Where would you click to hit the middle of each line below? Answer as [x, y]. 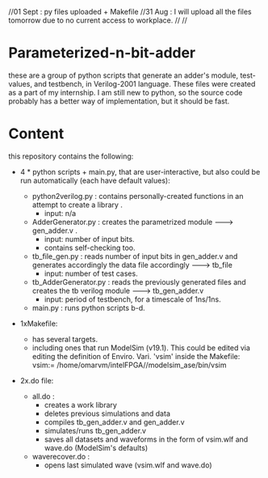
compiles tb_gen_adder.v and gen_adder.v [114, 422]
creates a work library [80, 404]
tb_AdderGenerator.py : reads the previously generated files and [139, 281]
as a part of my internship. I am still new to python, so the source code [126, 92]
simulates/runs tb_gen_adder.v [95, 430]
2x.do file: [37, 380]
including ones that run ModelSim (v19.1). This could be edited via [141, 348]
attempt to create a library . [77, 205]
